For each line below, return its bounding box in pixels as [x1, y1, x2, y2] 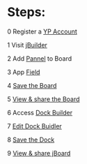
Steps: [7, 4, 46, 20]
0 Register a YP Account [7, 27, 78, 36]
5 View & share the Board [7, 95, 80, 103]
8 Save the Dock [7, 135, 55, 144]
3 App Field [7, 68, 40, 76]
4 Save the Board [7, 81, 57, 89]
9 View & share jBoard [7, 149, 71, 157]
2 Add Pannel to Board [7, 54, 72, 63]
